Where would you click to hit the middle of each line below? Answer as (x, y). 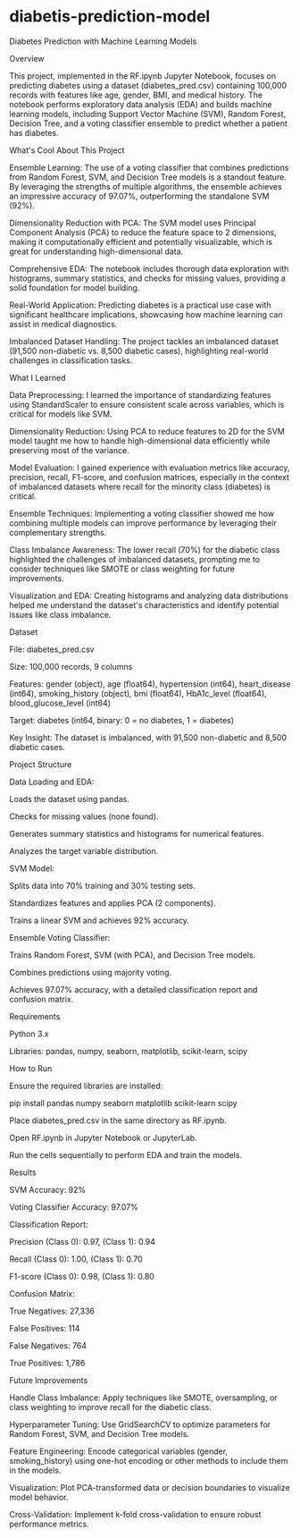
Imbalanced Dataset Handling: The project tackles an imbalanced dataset (144, 341)
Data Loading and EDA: (52, 782)
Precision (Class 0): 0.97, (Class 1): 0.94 (83, 1241)
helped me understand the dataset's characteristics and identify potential (144, 604)
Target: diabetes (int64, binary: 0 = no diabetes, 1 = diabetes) (122, 720)
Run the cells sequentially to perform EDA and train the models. (126, 1154)
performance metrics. (49, 1524)
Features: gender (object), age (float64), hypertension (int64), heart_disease (150, 684)
